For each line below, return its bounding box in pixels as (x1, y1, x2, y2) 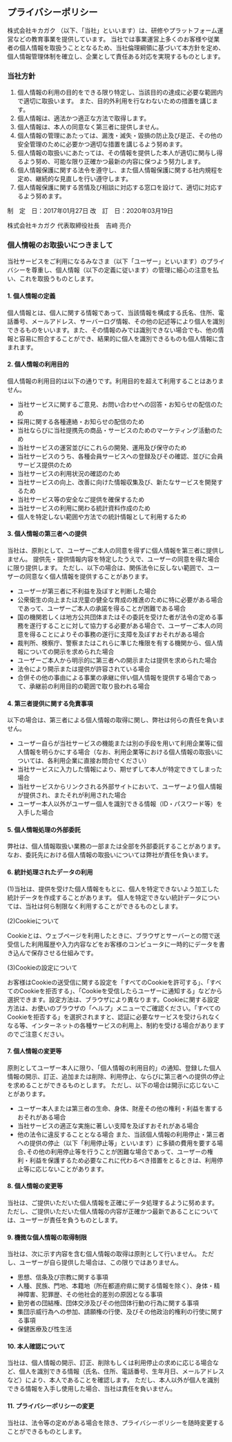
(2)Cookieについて (7, 916, 60, 925)
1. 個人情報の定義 (7, 292, 56, 299)
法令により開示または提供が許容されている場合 (17, 665, 151, 673)
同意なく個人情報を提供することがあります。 (25, 573, 152, 581)
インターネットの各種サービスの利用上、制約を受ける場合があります (30, 1021, 225, 1029)
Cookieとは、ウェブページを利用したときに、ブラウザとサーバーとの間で (7, 931, 215, 939)
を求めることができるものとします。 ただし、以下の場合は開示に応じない (7, 1081, 214, 1089)
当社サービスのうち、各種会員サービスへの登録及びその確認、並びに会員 (17, 452, 223, 460)
